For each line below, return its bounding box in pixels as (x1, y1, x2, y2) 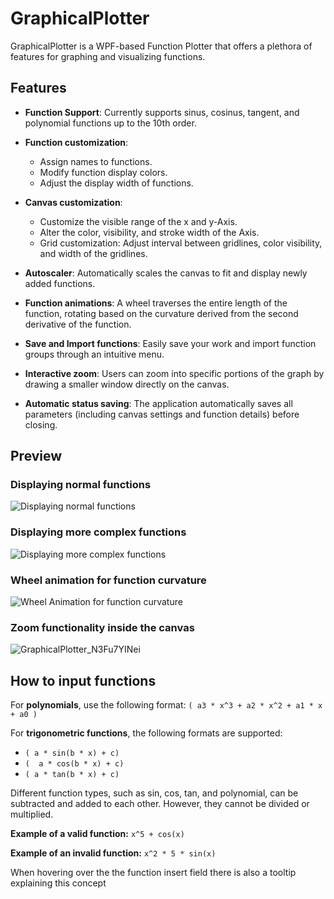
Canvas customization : (24, 196, 123, 208)
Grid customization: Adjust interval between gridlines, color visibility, (39, 237, 323, 249)
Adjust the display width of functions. (39, 177, 194, 189)
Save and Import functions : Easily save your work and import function (24, 337, 317, 349)
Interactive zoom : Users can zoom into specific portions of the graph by (24, 367, 325, 379)
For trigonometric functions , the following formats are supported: (10, 727, 283, 739)
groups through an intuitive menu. (24, 348, 165, 360)
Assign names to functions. (39, 155, 153, 167)
